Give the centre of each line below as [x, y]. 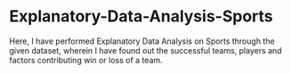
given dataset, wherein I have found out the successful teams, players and [145, 50]
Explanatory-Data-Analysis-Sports [141, 16]
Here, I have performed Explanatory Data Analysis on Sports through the [142, 41]
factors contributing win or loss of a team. [86, 60]
